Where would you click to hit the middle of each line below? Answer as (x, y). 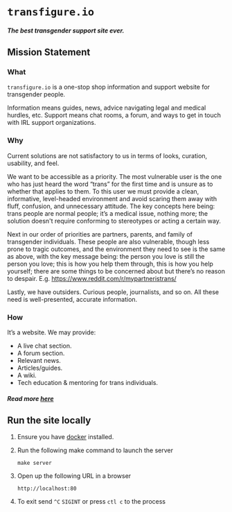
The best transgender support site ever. (66, 31)
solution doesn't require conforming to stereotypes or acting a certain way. (114, 221)
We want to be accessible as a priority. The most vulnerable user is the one (115, 176)
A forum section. (41, 353)
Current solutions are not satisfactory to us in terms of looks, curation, (107, 155)
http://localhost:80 (47, 489)
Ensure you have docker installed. (65, 437)
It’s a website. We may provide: (52, 332)
